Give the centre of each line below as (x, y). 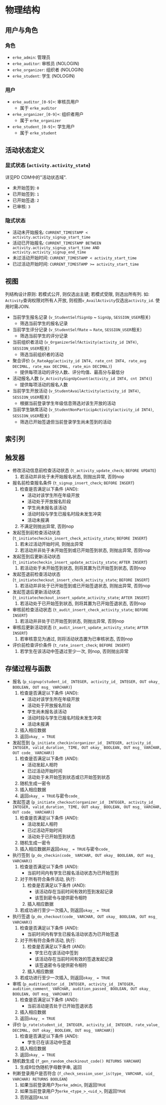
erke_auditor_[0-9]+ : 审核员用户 (46, 102)
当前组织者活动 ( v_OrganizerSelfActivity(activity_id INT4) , (75, 342)
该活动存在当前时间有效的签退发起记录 (74, 959)
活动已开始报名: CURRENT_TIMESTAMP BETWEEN (57, 243)
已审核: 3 (21, 206)
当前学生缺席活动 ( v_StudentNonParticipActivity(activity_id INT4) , (83, 409)
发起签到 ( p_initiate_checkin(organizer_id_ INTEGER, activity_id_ (83, 742)
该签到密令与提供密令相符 (61, 898)
